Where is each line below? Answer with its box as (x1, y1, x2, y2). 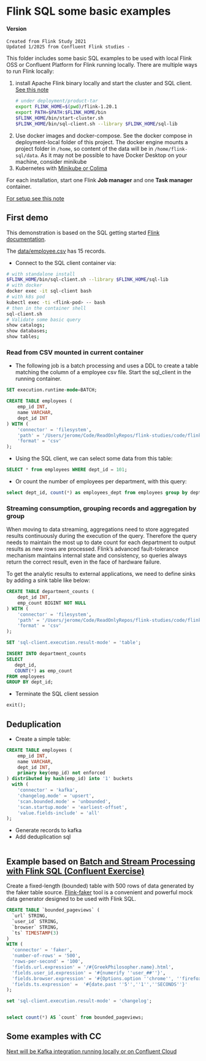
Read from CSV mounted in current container (6, 348, 144, 356)
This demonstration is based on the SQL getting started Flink (6, 229, 160, 236)
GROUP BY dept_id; (6, 679, 53, 685)
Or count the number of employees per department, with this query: (15, 478, 187, 485)
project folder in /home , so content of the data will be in (15, 145, 153, 152)
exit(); (6, 702, 26, 708)
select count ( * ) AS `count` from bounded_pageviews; (6, 1014, 144, 1021)
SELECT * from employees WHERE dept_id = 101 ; (6, 467, 128, 473)
